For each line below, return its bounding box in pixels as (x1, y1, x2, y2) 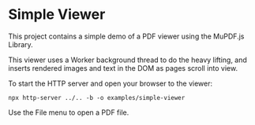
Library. (8, 39, 33, 49)
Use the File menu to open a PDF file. (8, 108, 129, 117)
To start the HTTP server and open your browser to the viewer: (8, 79, 213, 88)
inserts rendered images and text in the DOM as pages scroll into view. (8, 63, 238, 72)
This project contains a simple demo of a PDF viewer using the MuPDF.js (8, 31, 245, 41)
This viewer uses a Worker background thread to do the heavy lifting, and (8, 55, 247, 64)
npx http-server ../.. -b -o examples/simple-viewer (8, 94, 186, 101)
